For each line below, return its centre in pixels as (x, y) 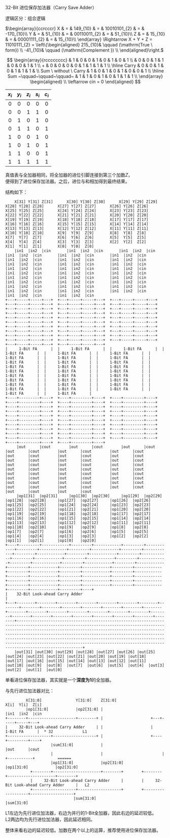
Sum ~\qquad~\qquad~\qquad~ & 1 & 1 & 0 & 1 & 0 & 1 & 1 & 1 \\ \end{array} (85, 76)
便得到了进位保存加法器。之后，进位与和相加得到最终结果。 (67, 181)
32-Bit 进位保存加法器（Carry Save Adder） (51, 7)
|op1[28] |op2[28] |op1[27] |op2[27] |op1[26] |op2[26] (78, 501)
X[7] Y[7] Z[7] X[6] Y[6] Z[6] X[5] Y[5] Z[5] (76, 238)
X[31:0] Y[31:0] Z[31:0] (71, 700)
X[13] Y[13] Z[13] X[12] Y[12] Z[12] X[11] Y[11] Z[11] (77, 229)
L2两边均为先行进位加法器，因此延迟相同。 (50, 820)
